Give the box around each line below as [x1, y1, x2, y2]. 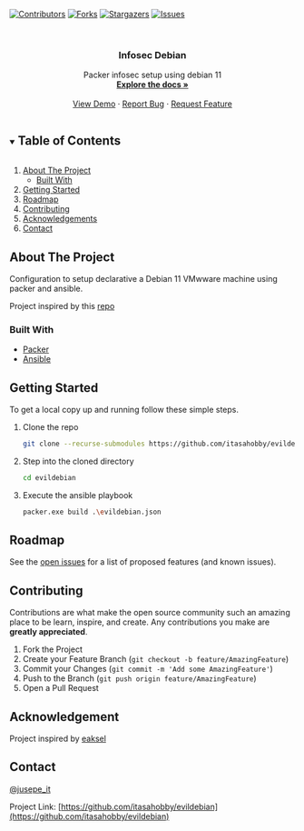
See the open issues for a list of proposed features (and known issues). [9, 556, 277, 567]
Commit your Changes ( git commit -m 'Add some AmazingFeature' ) [22, 664, 274, 675]
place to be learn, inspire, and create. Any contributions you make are [9, 616, 270, 627]
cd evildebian [22, 473, 76, 482]
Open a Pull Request [22, 683, 100, 694]
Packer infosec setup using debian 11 [83, 69, 222, 81]
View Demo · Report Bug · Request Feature [72, 98, 233, 109]
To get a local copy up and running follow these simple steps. [9, 405, 239, 415]
